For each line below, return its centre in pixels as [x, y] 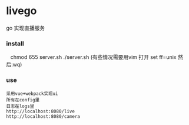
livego [21, 11]
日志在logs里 [20, 106]
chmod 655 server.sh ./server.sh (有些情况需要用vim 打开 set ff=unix [93, 57]
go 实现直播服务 [26, 28]
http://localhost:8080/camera [43, 116]
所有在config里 [23, 100]
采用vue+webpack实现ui [32, 93]
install [15, 44]
